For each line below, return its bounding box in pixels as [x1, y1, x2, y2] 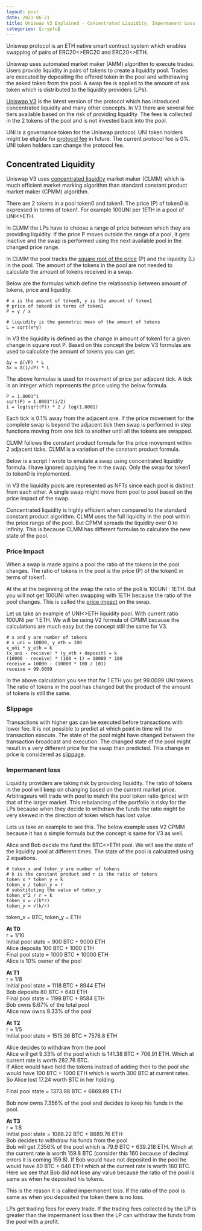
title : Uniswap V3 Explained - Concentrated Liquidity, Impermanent [6, 20, 182, 26]
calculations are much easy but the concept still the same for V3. [6, 623, 168, 630]
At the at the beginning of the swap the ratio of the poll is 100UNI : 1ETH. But [6, 586, 196, 593]
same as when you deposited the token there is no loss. [6, 1193, 145, 1200]
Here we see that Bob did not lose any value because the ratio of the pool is [6, 1169, 195, 1176]
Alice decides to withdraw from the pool [6, 1044, 106, 1051]
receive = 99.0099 [6, 666, 52, 673]
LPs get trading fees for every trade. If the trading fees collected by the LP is [6, 1205, 197, 1212]
